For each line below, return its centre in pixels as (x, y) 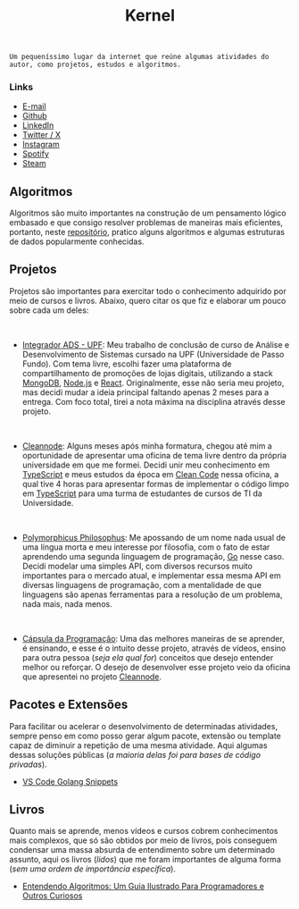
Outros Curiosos (52, 896)
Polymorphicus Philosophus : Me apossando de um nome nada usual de (154, 537)
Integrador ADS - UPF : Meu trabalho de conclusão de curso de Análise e (156, 344)
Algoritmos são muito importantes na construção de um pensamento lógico (148, 213)
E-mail (34, 106)
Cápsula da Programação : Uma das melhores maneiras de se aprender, (154, 638)
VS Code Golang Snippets (70, 781)
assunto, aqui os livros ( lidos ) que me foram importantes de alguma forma (145, 860)
